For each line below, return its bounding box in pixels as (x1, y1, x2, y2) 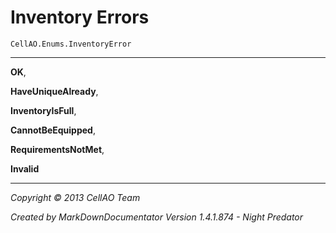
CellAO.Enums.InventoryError (10, 39, 132, 49)
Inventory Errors (10, 6, 150, 29)
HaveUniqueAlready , (10, 85, 99, 97)
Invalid (10, 162, 40, 175)
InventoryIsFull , (10, 104, 77, 116)
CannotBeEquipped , (10, 124, 96, 136)
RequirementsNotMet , (10, 143, 105, 155)
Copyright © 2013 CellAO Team (10, 191, 141, 203)
